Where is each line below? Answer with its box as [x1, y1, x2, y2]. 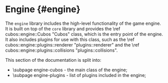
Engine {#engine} [5, 4, 81, 15]
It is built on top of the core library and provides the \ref [5, 25, 121, 31]
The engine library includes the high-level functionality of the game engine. [5, 20, 161, 26]
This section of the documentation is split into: [5, 57, 102, 63]
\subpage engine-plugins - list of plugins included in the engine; [12, 72, 146, 78]
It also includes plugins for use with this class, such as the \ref [5, 36, 135, 43]
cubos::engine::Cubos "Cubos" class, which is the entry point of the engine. [5, 31, 163, 37]
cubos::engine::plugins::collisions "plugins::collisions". [5, 47, 118, 53]
